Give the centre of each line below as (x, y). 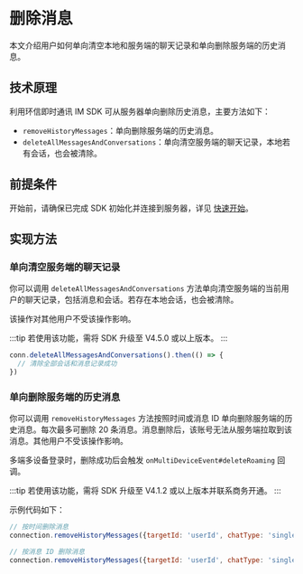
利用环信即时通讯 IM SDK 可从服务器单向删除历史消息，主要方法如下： (140, 111)
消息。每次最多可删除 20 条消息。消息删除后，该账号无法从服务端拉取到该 (155, 429)
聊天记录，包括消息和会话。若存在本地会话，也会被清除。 (132, 300)
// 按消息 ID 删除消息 (47, 551)
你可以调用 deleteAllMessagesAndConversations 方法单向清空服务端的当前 (146, 288)
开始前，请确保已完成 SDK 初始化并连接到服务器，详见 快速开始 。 (132, 208)
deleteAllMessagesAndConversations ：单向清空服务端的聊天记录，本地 (152, 142)
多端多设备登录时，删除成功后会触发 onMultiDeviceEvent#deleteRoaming (142, 460)
